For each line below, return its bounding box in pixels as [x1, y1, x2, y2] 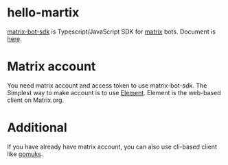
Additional [7, 120, 67, 136]
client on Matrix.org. [7, 96, 64, 104]
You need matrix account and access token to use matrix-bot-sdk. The [7, 81, 207, 90]
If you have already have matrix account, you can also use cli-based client [7, 142, 218, 151]
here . [7, 34, 22, 42]
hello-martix [7, 5, 80, 21]
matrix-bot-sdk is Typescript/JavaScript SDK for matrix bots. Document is [7, 27, 216, 36]
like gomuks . [7, 149, 43, 158]
